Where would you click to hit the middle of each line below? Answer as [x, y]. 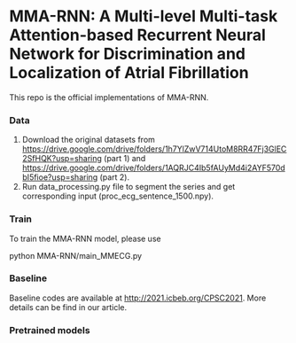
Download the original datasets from [88, 140]
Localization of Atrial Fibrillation [129, 73]
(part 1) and [125, 159]
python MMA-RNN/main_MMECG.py [76, 255]
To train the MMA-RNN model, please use [85, 238]
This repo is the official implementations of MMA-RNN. [109, 97]
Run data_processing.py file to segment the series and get [129, 187]
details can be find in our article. [68, 307]
